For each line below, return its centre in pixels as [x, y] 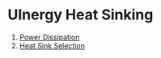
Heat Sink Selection [52, 45]
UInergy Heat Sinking [80, 15]
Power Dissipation [49, 37]
